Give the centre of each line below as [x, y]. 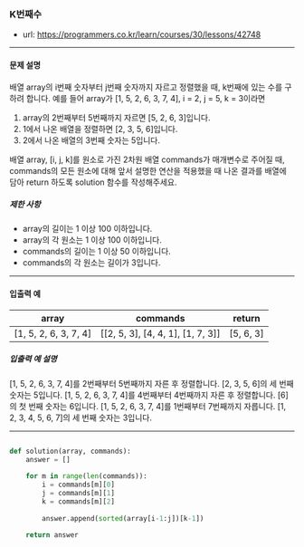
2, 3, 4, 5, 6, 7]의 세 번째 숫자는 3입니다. [81, 417]
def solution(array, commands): [70, 451]
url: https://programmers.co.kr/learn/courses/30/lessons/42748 [142, 34]
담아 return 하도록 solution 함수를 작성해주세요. [93, 182]
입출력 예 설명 [33, 359]
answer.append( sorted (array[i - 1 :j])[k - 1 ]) [123, 518]
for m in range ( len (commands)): [86, 476]
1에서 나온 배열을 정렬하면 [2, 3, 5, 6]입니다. [100, 129]
